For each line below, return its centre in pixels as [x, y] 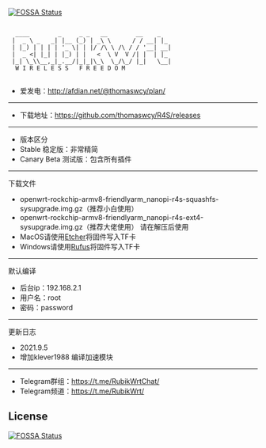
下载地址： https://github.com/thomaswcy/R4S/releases [110, 115]
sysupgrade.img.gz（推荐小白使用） [79, 209]
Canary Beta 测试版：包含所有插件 [76, 159]
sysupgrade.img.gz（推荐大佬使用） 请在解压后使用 [104, 227]
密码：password [46, 308]
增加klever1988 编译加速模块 [66, 357]
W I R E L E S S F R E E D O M [70, 68]
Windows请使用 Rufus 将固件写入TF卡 [80, 247]
